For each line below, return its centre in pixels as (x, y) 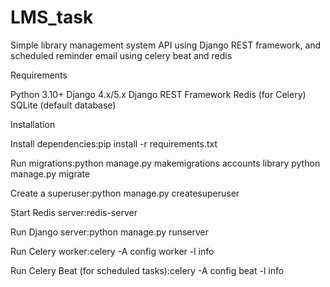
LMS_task (52, 17)
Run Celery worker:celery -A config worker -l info (112, 251)
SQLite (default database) (63, 105)
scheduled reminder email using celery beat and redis (121, 55)
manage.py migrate (50, 173)
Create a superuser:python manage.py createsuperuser (125, 193)
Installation (33, 124)
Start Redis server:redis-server (74, 212)
